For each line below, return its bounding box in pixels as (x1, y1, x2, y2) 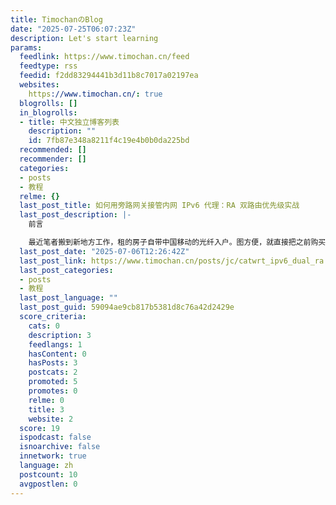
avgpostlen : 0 (19, 479, 78, 489)
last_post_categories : (19, 265, 114, 275)
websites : (19, 80, 60, 90)
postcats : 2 (28, 367, 78, 378)
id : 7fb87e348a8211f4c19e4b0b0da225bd (28, 136, 190, 146)
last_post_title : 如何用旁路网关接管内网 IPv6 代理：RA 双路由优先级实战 (19, 201, 300, 211)
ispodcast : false (19, 432, 92, 443)
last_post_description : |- (19, 210, 132, 220)
